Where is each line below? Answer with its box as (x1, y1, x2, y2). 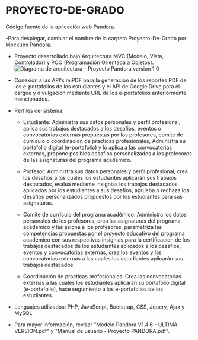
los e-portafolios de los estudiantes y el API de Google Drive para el (14, 82, 180, 90)
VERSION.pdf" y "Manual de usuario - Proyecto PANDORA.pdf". (14, 327, 170, 334)
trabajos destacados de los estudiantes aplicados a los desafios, (23, 242, 181, 249)
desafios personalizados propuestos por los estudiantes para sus (23, 193, 183, 200)
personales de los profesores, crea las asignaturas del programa (23, 217, 181, 224)
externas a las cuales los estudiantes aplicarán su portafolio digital (23, 279, 186, 286)
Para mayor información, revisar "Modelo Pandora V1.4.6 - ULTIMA (14, 321, 178, 328)
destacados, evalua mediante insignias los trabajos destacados (23, 180, 178, 188)
